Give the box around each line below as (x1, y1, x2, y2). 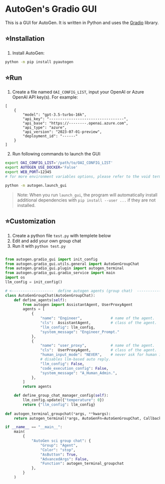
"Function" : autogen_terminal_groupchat (40, 461, 124, 466)
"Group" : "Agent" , (40, 443, 78, 448)
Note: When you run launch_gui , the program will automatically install (17, 192, 158, 198)
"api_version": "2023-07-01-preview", (23, 129, 102, 134)
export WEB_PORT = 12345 (5, 170, 52, 175)
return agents (23, 384, 52, 389)
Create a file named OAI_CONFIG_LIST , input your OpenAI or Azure (12, 89, 144, 95)
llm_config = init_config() (5, 280, 63, 284)
